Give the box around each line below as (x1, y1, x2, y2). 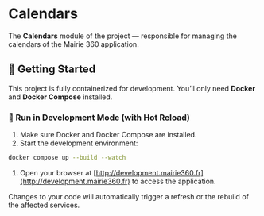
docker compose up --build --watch (8, 154, 126, 162)
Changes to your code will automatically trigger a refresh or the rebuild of (8, 191, 249, 201)
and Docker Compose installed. (8, 92, 113, 102)
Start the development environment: (19, 138, 138, 148)
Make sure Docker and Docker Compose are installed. (19, 130, 197, 140)
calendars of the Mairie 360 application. (8, 39, 139, 48)
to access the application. (131, 176, 216, 186)
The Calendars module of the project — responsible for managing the (8, 31, 237, 40)
